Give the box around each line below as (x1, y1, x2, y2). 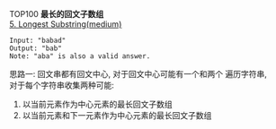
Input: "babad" (9, 36, 67, 45)
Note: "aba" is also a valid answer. (9, 52, 151, 61)
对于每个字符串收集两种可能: (9, 80, 115, 90)
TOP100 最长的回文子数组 (9, 9, 104, 19)
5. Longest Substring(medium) (9, 19, 122, 30)
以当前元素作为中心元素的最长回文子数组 (22, 99, 173, 109)
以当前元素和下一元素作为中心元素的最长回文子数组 (22, 110, 212, 120)
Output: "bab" (9, 44, 63, 53)
